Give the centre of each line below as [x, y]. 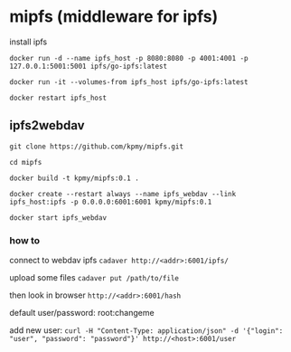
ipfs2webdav [47, 125]
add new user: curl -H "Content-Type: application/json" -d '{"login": [146, 330]
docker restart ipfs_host [58, 98]
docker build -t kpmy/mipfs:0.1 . [75, 178]
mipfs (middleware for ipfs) [114, 17]
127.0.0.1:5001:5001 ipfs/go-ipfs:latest [89, 66]
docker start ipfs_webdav [58, 218]
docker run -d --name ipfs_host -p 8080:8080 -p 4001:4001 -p [129, 58]
